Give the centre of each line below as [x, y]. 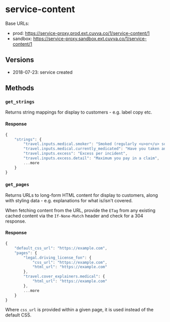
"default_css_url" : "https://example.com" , [61, 248]
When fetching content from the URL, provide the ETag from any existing [80, 210]
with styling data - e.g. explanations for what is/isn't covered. [69, 200]
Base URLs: [17, 23]
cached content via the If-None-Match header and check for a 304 [74, 216]
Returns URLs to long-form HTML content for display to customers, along [82, 195]
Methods [20, 88]
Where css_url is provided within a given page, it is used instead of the [79, 310]
